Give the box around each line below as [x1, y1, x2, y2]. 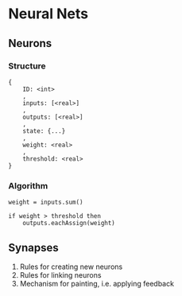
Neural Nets [8, 5, 89, 23]
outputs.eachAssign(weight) [22, 220, 115, 228]
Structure [8, 60, 46, 72]
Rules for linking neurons [19, 270, 102, 279]
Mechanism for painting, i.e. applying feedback [19, 278, 175, 288]
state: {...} [22, 127, 66, 135]
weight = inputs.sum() [8, 198, 83, 207]
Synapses [8, 240, 59, 255]
